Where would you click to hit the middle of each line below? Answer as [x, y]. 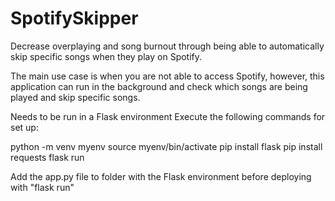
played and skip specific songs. [75, 97]
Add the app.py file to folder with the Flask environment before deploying [161, 176]
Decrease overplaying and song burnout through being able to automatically [167, 46]
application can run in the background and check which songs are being [159, 86]
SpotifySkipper [74, 18]
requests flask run [47, 157]
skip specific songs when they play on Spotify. [106, 56]
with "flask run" [42, 187]
